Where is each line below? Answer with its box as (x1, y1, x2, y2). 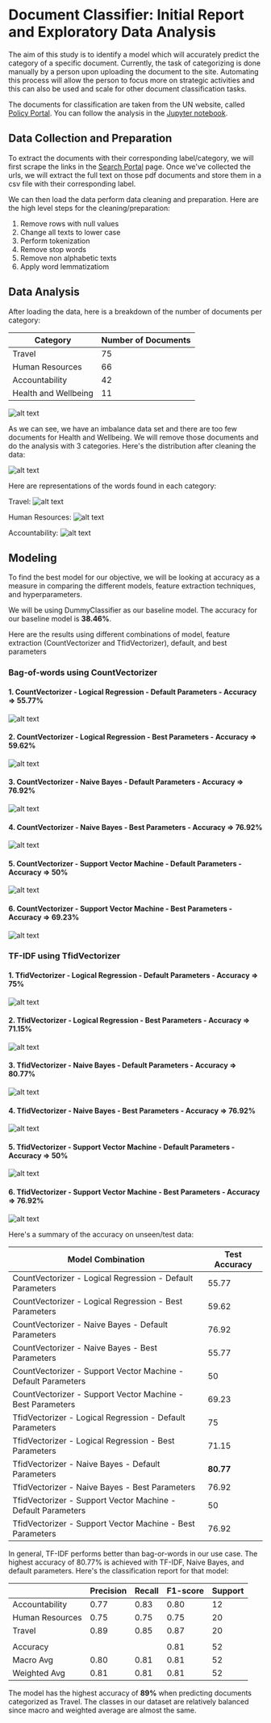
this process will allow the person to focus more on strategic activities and (8, 75, 255, 85)
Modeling (8, 551, 57, 565)
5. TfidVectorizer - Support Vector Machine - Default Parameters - (8, 1142, 236, 1152)
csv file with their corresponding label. (8, 179, 136, 188)
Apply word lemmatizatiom (19, 261, 110, 272)
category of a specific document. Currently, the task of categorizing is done (8, 58, 261, 68)
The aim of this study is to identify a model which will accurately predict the (8, 49, 260, 59)
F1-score (166, 1585, 204, 1596)
